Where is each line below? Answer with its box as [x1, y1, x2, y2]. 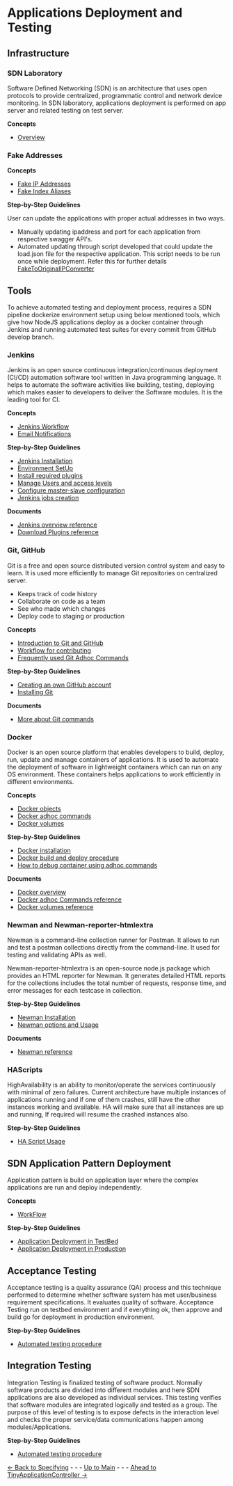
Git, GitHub [7, 545, 45, 555]
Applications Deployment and [7, 5, 183, 21]
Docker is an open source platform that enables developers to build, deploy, [7, 748, 225, 756]
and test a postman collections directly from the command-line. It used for [7, 943, 220, 952]
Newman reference [17, 1048, 73, 1056]
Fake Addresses [7, 150, 63, 160]
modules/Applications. [7, 1423, 72, 1431]
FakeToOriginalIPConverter [17, 264, 95, 273]
